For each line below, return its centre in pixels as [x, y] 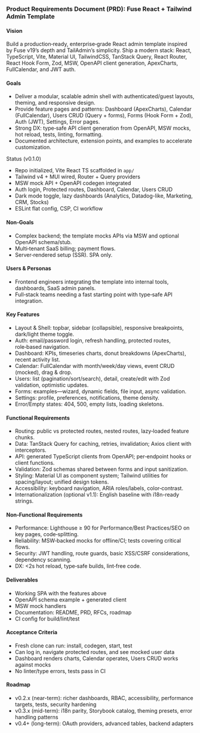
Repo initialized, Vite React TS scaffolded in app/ [74, 171]
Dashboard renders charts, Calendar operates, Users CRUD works [96, 658]
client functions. [35, 463]
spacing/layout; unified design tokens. [62, 482]
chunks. [24, 437]
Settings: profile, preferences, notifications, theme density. [87, 397]
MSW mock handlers [41, 606]
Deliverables [22, 580]
